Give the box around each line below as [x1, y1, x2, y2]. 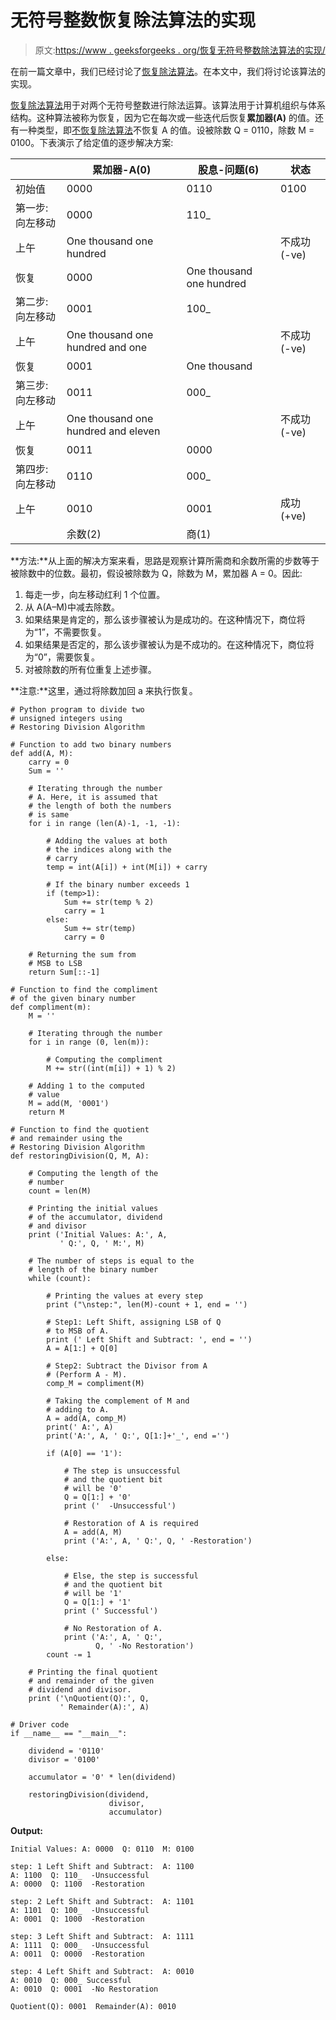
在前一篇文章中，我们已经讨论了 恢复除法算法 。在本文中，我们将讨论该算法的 [10, 65, 326, 77]
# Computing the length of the [28, 1168, 159, 1178]
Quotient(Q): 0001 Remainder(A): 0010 [10, 2001, 177, 2011]
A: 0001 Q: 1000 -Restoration [10, 1914, 145, 1924]
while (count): [28, 1273, 92, 1283]
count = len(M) [28, 1186, 92, 1196]
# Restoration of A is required [63, 1518, 199, 1528]
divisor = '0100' [28, 1754, 101, 1765]
